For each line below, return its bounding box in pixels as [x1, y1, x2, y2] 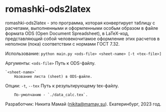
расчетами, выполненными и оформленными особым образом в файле [5, 25, 159, 31]
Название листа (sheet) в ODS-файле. [14, 74, 93, 79]
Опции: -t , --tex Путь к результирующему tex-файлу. [5, 83, 119, 89]
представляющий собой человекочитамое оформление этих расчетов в [5, 36, 160, 42]
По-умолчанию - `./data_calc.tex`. [14, 92, 88, 97]
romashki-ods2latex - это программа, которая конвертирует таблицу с [5, 20, 156, 26]
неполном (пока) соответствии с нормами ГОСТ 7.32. [5, 41, 120, 47]
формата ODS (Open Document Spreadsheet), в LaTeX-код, [5, 30, 130, 36]
